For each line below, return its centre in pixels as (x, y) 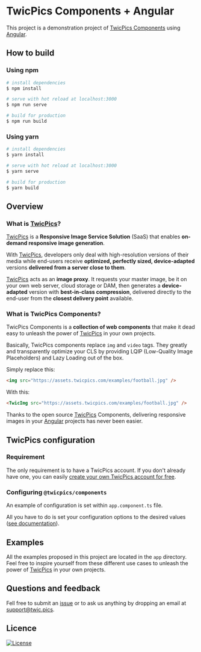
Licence (22, 628)
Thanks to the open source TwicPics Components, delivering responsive (96, 415)
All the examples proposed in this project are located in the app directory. (97, 557)
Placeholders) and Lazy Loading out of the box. (65, 358)
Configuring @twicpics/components (57, 492)
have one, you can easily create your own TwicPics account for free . (91, 476)
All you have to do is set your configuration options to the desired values (96, 517)
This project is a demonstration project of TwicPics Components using (93, 28)
